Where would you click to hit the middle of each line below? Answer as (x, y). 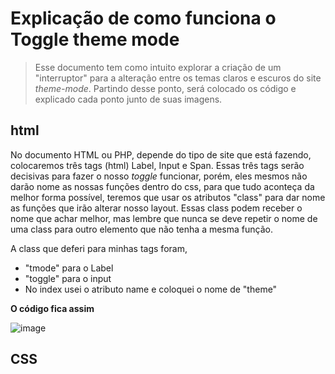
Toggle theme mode (95, 39)
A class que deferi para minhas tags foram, (99, 248)
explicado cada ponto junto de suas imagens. (128, 99)
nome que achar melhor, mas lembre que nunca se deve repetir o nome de (164, 218)
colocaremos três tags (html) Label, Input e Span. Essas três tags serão (157, 165)
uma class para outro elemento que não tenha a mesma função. (141, 229)
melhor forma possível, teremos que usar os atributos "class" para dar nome (168, 197)
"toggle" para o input (68, 278)
